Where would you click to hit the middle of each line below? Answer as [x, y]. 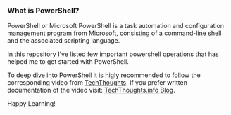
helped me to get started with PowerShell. [68, 62]
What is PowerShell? [43, 11]
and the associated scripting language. [64, 41]
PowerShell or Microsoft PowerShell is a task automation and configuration [115, 26]
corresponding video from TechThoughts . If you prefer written [98, 83]
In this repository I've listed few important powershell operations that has [113, 54]
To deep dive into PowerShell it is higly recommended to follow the [104, 75]
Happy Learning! [32, 104]
